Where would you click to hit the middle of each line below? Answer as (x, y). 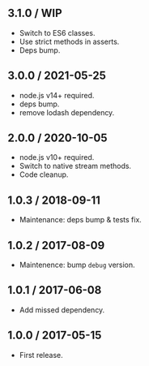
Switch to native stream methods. (75, 166)
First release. (41, 355)
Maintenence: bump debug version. (77, 265)
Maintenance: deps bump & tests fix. (81, 220)
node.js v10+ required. (57, 157)
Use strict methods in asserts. (69, 41)
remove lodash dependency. (67, 112)
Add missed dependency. (62, 310)
